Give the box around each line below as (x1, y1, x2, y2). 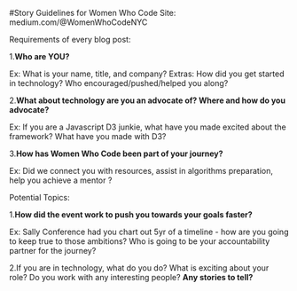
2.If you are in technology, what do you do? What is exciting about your (9, 263, 270, 273)
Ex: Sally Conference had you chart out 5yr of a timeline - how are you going (9, 226, 289, 237)
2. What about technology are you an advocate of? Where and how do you (9, 95, 286, 106)
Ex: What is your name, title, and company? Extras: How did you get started (9, 68, 285, 79)
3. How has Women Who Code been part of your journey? (9, 148, 223, 159)
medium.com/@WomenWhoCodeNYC (9, 17, 148, 28)
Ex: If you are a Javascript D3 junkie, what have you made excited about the (9, 122, 286, 132)
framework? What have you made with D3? (9, 131, 167, 141)
